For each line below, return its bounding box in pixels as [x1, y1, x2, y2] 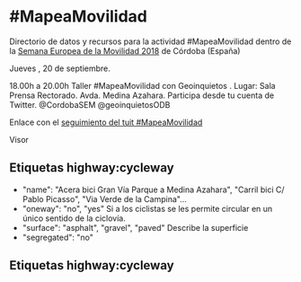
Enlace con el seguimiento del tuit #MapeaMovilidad [9, 117, 203, 128]
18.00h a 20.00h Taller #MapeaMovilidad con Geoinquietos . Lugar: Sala [9, 80, 276, 91]
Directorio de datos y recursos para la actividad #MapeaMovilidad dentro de [9, 36, 292, 47]
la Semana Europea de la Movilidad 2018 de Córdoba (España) [9, 45, 241, 56]
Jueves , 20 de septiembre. [9, 63, 111, 74]
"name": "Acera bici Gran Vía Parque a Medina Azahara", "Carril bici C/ [22, 184, 285, 195]
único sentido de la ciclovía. [22, 213, 126, 224]
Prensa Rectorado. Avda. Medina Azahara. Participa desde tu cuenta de [9, 90, 275, 101]
